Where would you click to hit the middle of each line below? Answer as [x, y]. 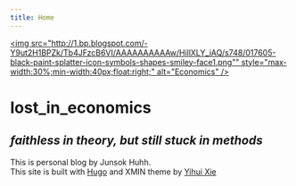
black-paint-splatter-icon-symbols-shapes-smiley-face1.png [121, 62]
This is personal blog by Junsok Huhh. [81, 162]
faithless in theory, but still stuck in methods [136, 141]
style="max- [264, 62]
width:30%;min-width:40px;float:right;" [82, 72]
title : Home [32, 17]
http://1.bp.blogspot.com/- [99, 43]
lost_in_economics [81, 107]
